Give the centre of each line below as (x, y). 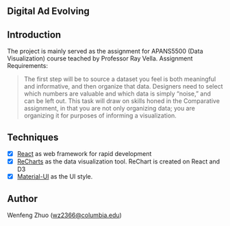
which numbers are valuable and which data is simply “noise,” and (117, 94)
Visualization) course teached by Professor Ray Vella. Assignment (100, 58)
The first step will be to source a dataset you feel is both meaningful (120, 79)
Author (22, 199)
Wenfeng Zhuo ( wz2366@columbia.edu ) (64, 215)
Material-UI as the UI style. (55, 177)
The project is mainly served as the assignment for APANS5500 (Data (105, 52)
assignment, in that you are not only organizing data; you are (109, 109)
